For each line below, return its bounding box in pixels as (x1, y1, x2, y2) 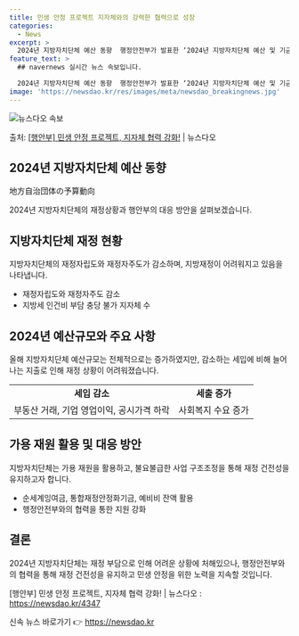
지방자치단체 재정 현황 (9, 233, 123, 248)
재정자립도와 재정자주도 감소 (21, 289, 121, 300)
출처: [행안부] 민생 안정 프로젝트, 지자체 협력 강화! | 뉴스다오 (9, 131, 216, 143)
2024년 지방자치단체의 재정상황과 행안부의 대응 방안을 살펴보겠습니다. (9, 204, 252, 215)
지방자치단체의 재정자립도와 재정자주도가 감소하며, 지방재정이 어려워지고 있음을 (9, 259, 283, 269)
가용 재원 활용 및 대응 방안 (9, 437, 142, 452)
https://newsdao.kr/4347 (9, 598, 101, 608)
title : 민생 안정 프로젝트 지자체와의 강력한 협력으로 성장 (9, 12, 196, 22)
